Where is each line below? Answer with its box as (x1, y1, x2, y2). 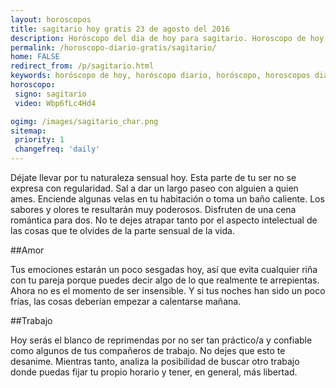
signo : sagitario (14, 89, 87, 99)
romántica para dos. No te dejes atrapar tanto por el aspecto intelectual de (10, 214, 318, 226)
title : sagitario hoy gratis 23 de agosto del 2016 (10, 24, 230, 34)
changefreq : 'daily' (14, 144, 101, 155)
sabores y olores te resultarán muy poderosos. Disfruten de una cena (10, 204, 297, 215)
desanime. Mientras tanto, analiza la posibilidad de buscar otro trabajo (10, 356, 300, 367)
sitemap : (10, 126, 47, 136)
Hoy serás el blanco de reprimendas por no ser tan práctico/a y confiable (10, 334, 313, 346)
